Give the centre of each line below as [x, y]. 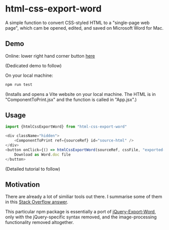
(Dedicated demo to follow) [33, 65]
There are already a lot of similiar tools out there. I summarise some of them [84, 197]
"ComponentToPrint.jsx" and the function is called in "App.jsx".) [71, 99]
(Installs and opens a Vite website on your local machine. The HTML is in [80, 94]
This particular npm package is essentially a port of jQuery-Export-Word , [80, 212]
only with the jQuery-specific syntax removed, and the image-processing [81, 217]
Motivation [23, 185]
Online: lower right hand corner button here [50, 56]
